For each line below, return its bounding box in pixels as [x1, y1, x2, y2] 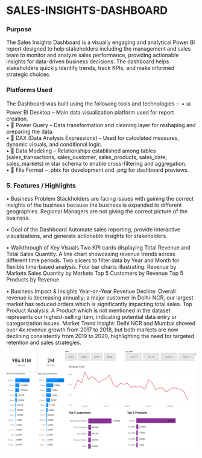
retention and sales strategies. [6, 339, 81, 347]
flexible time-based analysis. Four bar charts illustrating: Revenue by [6, 263, 177, 271]
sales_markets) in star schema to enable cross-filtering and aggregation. [6, 160, 187, 167]
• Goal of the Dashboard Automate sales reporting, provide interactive [6, 226, 181, 233]
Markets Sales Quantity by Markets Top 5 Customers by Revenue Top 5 [6, 269, 184, 277]
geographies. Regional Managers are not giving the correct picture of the [6, 208, 188, 215]
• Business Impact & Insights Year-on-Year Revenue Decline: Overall [6, 287, 176, 295]
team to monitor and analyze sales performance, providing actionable [6, 52, 179, 59]
